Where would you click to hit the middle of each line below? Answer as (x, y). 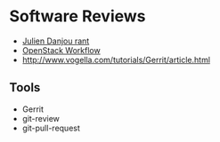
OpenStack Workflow (61, 50)
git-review (41, 118)
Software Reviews (77, 16)
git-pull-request (51, 128)
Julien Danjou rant (56, 41)
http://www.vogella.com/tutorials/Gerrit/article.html (116, 59)
